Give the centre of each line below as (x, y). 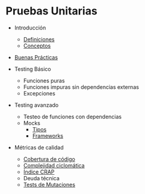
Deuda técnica (41, 178)
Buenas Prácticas (36, 57)
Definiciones (39, 39)
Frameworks (48, 136)
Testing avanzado (36, 105)
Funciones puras (44, 80)
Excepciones (39, 93)
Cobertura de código (49, 159)
